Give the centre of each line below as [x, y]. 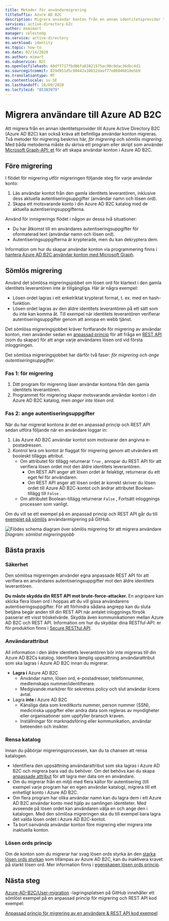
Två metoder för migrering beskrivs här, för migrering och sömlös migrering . [84, 139]
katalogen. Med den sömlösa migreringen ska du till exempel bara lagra [87, 814]
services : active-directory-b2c [39, 24]
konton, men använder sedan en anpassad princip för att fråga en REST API [83, 335]
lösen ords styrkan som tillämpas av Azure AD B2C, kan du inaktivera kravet [84, 859]
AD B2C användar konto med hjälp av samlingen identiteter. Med [79, 803]
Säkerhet [17, 564]
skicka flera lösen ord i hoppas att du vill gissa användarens [67, 602]
